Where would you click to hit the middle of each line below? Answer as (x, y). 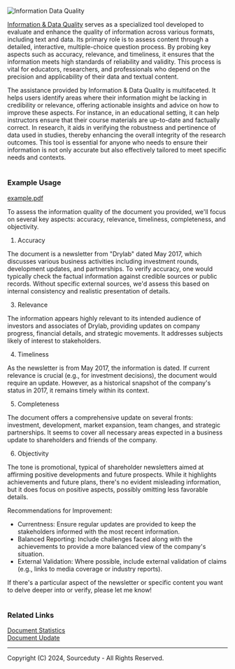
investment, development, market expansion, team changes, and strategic (114, 425)
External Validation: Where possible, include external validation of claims (122, 561)
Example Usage (34, 183)
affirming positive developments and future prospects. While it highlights (112, 475)
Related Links (31, 615)
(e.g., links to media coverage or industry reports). (90, 569)
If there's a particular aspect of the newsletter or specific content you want (115, 582)
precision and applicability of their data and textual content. (93, 77)
